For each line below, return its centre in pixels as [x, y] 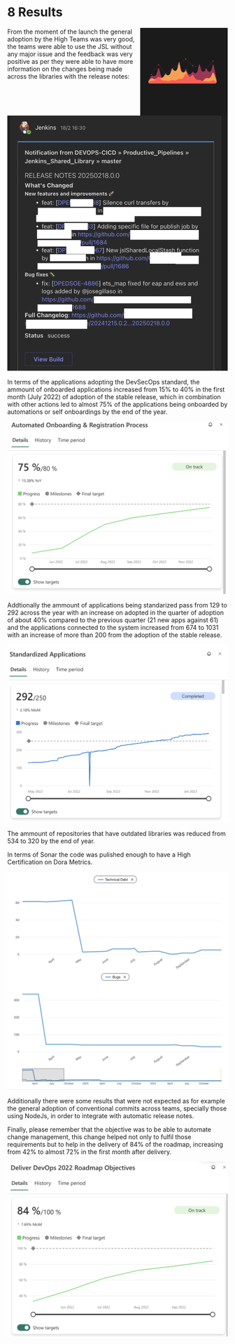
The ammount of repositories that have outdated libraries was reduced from [116, 833]
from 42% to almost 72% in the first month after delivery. [90, 1152]
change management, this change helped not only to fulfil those [99, 1137]
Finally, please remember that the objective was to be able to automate [109, 1129]
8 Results [35, 12]
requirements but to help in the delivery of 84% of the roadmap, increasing [115, 1145]
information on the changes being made [65, 69]
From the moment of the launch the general [70, 32]
